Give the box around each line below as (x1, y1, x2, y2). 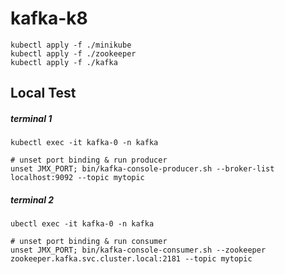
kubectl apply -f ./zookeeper (10, 48, 137, 59)
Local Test (10, 85, 77, 102)
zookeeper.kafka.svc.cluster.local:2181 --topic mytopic (10, 254, 253, 264)
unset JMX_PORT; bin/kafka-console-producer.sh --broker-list (10, 164, 275, 174)
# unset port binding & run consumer (10, 237, 168, 247)
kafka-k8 (10, 7, 88, 30)
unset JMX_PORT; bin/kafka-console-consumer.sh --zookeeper (10, 245, 267, 256)
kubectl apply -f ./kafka (10, 57, 118, 67)
